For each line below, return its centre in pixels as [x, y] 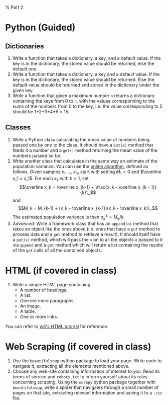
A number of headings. [44, 290]
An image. [30, 306]
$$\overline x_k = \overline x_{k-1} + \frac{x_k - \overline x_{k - [85, 187]
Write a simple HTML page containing [51, 284]
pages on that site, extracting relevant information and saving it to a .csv [87, 392]
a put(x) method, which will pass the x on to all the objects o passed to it [88, 239]
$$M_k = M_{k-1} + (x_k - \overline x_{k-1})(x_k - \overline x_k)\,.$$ [88, 208]
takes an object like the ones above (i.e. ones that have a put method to [86, 229]
